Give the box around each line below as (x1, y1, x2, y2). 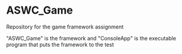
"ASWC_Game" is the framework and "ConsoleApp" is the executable (6, 34, 177, 42)
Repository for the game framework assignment (6, 23, 124, 30)
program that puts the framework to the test (6, 41, 115, 48)
